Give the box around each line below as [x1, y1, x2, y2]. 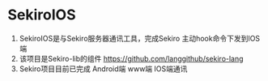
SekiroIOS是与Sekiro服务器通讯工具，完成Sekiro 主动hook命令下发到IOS [19, 33, 261, 43]
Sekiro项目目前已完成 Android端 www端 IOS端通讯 [19, 63, 188, 74]
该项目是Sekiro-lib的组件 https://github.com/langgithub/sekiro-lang [19, 53, 244, 63]
